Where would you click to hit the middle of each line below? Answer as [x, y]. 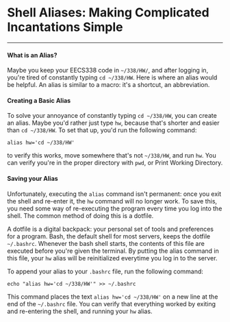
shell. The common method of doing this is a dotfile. [80, 215]
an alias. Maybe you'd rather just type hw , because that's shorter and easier [113, 123]
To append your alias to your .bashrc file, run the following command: [105, 271]
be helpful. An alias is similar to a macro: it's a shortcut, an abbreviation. [108, 85]
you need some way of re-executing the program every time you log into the [115, 208]
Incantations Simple [65, 27]
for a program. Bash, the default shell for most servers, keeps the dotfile [109, 236]
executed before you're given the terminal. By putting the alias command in [113, 251]
